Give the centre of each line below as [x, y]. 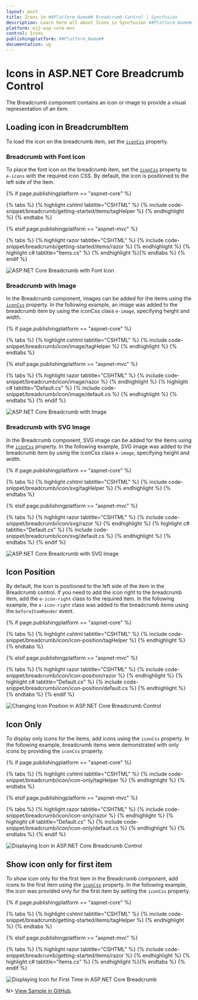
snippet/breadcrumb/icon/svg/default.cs [55, 536]
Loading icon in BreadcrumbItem [67, 127]
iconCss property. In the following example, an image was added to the [92, 305]
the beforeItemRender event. [40, 611]
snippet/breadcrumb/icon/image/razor [53, 382]
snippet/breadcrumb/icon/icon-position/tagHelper [67, 641]
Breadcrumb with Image [41, 285]
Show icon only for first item [59, 864]
